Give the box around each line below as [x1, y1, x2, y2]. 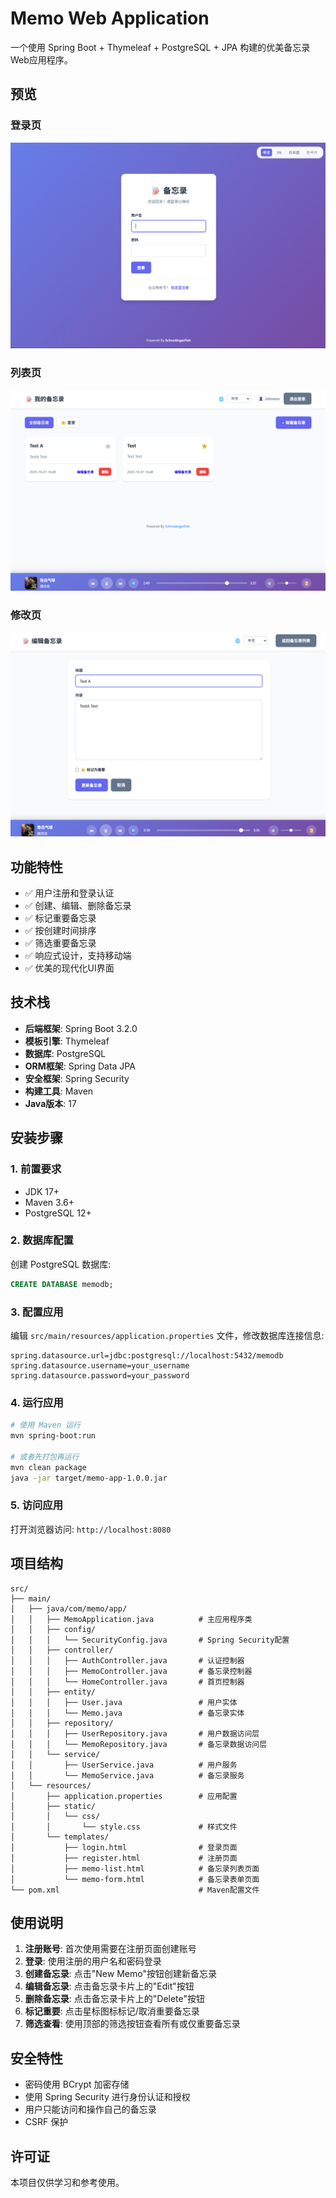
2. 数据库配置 [10, 1233, 74, 1247]
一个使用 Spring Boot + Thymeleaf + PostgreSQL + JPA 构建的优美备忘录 [10, 41, 311, 53]
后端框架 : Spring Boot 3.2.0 [24, 1022, 138, 1034]
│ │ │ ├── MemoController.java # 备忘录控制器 [10, 1666, 253, 1676]
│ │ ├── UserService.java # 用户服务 [10, 1760, 238, 1770]
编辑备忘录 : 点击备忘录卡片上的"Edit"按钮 [24, 1980, 195, 1992]
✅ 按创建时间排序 [24, 925, 97, 936]
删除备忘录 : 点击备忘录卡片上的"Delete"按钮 [24, 1993, 206, 2005]
